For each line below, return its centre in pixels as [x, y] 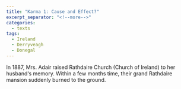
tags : [13, 34]
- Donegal [23, 50]
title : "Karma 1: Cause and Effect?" [53, 12]
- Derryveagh [28, 45]
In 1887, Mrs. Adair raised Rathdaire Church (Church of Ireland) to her [91, 67]
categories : [21, 23]
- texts [21, 28]
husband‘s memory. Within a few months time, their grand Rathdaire [89, 73]
